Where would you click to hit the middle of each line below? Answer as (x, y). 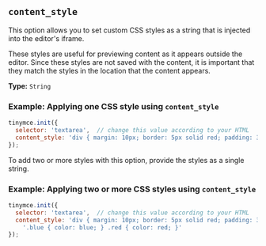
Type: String (30, 85)
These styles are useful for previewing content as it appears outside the (125, 54)
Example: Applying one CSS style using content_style (114, 106)
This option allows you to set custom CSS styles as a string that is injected (129, 30)
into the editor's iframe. (46, 38)
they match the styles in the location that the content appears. (110, 70)
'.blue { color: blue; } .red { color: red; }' (102, 227)
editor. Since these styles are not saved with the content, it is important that (131, 62)
